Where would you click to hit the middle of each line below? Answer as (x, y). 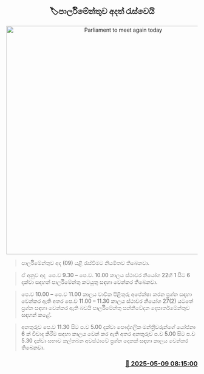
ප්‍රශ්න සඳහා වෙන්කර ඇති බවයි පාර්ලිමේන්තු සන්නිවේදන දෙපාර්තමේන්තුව (105, 308)
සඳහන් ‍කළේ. (36, 314)
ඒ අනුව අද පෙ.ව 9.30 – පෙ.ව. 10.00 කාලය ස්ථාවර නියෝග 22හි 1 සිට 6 (106, 275)
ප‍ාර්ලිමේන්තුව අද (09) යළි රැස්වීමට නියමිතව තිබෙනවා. (85, 263)
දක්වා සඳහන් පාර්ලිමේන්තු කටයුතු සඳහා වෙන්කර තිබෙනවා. (89, 282)
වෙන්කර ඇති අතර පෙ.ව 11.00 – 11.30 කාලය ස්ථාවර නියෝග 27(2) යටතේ (107, 301)
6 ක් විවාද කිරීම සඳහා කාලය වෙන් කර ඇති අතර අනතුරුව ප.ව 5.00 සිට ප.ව (108, 333)
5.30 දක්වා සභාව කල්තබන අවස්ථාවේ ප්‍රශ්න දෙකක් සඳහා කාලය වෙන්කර (105, 340)
